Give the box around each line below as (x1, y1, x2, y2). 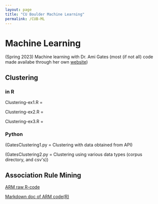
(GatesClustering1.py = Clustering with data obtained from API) (5, 142, 133, 148)
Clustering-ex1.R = (5, 100, 43, 105)
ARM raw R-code (5, 184, 40, 190)
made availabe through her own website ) (5, 59, 88, 65)
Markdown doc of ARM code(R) (5, 194, 69, 200)
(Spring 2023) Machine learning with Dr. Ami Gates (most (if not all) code (5, 54, 154, 60)
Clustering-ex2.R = (5, 109, 44, 115)
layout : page (5, 7, 32, 12)
